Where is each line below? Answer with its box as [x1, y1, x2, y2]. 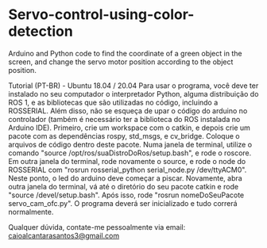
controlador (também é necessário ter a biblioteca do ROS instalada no [8, 114, 241, 124]
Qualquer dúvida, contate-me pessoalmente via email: [8, 222, 186, 231]
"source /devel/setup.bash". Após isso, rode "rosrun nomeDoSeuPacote [8, 190, 245, 200]
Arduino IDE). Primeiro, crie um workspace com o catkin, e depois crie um [8, 123, 250, 132]
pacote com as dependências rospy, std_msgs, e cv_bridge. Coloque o [8, 131, 240, 140]
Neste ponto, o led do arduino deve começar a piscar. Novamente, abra [8, 173, 242, 183]
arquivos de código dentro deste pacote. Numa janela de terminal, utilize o [8, 139, 253, 149]
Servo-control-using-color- [8, 6, 195, 24]
